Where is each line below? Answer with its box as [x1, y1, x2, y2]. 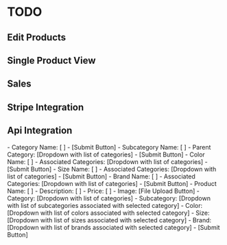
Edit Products [7, 32, 67, 43]
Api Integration [7, 125, 73, 137]
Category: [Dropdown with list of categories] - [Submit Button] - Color [7, 150, 206, 159]
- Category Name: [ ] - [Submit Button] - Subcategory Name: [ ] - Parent [7, 143, 211, 151]
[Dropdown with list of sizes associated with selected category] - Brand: [7, 215, 212, 224]
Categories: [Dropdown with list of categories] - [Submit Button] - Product [7, 179, 217, 187]
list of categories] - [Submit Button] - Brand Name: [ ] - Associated [7, 172, 195, 180]
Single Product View [7, 54, 96, 66]
